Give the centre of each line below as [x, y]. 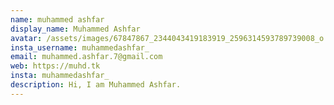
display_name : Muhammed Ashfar [75, 29]
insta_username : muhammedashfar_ [80, 47]
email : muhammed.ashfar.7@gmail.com [86, 57]
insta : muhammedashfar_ [60, 76]
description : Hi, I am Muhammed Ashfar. [96, 85]
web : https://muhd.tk [55, 66]
